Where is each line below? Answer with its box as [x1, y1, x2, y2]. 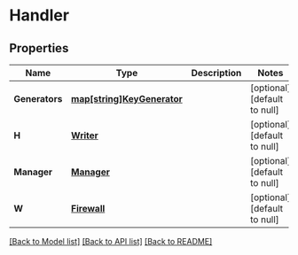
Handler [9, 5, 69, 26]
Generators [13, 93, 63, 104]
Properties [9, 41, 69, 56]
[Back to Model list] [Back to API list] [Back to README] [9, 236, 213, 246]
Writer [70, 129, 99, 142]
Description [191, 67, 242, 79]
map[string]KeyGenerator [70, 93, 184, 104]
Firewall [70, 203, 106, 214]
